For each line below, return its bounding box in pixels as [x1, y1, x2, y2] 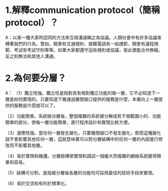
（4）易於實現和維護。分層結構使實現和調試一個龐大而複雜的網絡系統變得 [5, 153, 157, 159]
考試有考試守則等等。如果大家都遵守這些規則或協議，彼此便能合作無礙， [13, 47, 163, 53]
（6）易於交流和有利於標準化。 [5, 180, 69, 186]
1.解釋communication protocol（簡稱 [5, 4, 160, 16]
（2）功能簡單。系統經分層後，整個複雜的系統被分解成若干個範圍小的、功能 [5, 113, 161, 119]
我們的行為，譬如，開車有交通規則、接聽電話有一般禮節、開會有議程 [13, 40, 154, 46]
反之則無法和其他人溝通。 [5, 53, 58, 59]
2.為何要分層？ [5, 73, 66, 84]
